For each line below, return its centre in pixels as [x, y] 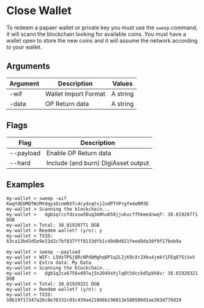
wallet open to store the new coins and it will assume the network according [102, 40]
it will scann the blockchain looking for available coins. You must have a [96, 34]
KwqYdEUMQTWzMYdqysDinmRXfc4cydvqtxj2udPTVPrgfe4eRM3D [78, 204]
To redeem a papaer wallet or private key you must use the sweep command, [102, 28]
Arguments [28, 66]
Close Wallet [39, 11]
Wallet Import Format [75, 94]
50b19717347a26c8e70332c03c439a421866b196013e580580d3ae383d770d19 [94, 300]
